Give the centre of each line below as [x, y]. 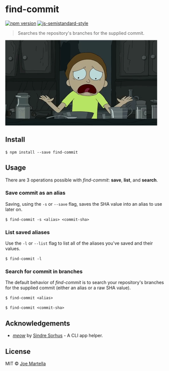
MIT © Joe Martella [26, 364]
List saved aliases [28, 232]
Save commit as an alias [35, 193]
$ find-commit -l [24, 259]
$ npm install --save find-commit [42, 152]
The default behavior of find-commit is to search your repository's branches [85, 283]
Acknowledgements [38, 323]
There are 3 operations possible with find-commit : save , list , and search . [82, 180]
